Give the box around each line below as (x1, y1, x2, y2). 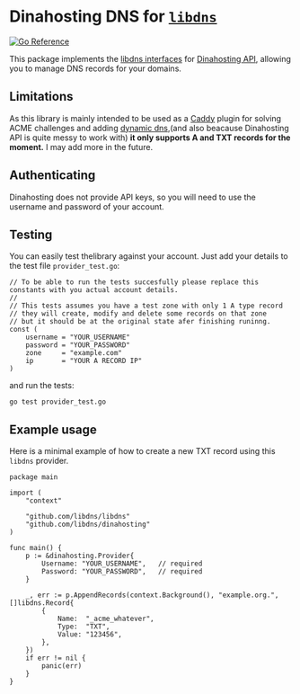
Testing (9, 227, 53, 242)
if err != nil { (25, 654, 87, 663)
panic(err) (41, 662, 83, 671)
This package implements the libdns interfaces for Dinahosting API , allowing (9, 53, 292, 64)
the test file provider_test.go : (9, 261, 120, 271)
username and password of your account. (9, 200, 164, 212)
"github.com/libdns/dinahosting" (25, 520, 151, 529)
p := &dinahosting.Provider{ (25, 551, 135, 561)
